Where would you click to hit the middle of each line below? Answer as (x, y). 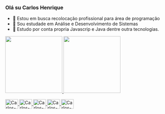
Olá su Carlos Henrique (34, 8)
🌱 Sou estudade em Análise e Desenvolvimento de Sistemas (75, 24)
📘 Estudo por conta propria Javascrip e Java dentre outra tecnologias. (86, 29)
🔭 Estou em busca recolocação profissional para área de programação (86, 19)
